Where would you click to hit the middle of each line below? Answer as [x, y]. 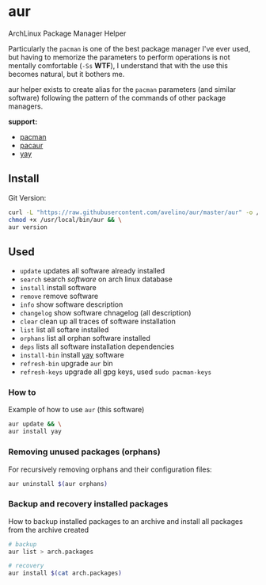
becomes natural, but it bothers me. [66, 74]
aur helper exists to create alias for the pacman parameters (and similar [122, 89]
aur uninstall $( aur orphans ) [58, 484]
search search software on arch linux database [96, 279]
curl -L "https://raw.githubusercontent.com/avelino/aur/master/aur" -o [131, 212]
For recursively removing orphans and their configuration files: [110, 469]
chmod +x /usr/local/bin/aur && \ [65, 220]
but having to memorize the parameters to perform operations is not [119, 57]
